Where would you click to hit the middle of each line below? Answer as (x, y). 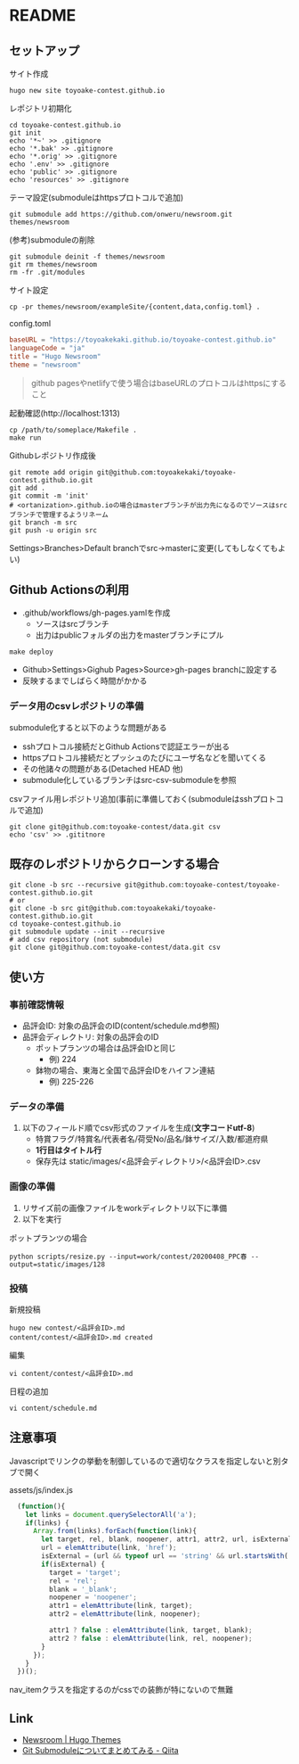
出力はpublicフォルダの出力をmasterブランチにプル (129, 635)
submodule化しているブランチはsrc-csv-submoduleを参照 (129, 779)
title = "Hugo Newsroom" (55, 356)
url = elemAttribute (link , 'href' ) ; (109, 1548)
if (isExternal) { (73, 1564)
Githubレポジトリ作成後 (53, 455)
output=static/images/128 (57, 1264)
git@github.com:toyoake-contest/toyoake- (202, 885)
